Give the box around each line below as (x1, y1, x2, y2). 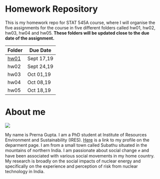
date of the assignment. (5, 35, 55, 41)
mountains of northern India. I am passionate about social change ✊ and (5, 147, 149, 153)
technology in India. (5, 168, 45, 174)
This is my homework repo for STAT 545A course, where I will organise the (5, 20, 155, 25)
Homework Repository (5, 3, 98, 15)
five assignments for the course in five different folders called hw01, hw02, (5, 24, 156, 30)
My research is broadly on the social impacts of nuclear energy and (5, 158, 141, 164)
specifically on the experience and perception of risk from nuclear (5, 163, 138, 169)
